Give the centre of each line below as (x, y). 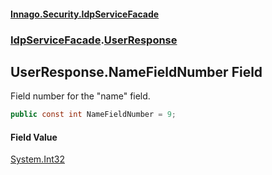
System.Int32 (37, 159)
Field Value (34, 137)
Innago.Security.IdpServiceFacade (85, 14)
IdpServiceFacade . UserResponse (94, 40)
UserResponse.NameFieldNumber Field (136, 71)
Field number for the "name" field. (80, 96)
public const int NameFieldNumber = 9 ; (93, 115)
